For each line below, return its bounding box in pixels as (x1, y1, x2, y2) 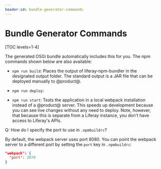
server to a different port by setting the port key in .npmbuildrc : (5, 141, 132, 147)
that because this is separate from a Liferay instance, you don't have (12, 112, 149, 118)
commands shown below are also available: (5, 59, 92, 64)
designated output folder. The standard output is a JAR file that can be (12, 73, 153, 79)
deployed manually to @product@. (12, 78, 81, 84)
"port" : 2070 (9, 155, 36, 160)
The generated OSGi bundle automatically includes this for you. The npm (5, 53, 151, 59)
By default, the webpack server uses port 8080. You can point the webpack (5, 136, 157, 142)
